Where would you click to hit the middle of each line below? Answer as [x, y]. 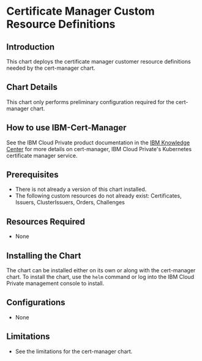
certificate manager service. [42, 155]
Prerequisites [32, 175]
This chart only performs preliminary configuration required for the [90, 102]
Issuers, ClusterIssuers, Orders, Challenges [70, 203]
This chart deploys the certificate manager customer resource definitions [99, 61]
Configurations [36, 303]
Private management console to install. [55, 283]
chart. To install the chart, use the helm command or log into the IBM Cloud [100, 277]
